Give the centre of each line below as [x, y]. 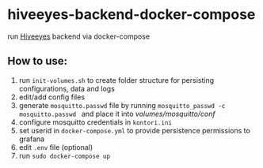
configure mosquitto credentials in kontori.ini [95, 122]
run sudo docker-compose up [65, 155]
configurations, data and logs [67, 88]
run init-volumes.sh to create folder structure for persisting [116, 80]
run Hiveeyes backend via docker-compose [79, 36]
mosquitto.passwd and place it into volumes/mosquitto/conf [117, 114]
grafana [32, 139]
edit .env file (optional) [56, 147]
